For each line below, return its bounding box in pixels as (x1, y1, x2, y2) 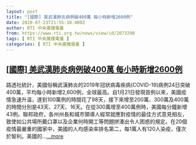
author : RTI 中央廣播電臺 (6, 25, 65, 31)
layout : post (6, 8, 38, 15)
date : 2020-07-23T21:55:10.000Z (6, 19, 85, 25)
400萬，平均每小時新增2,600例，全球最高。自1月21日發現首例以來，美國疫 (6, 89, 187, 96)
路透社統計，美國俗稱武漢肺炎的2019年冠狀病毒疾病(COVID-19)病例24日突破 (6, 81, 191, 88)
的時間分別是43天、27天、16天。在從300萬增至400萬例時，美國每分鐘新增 (6, 103, 188, 110)
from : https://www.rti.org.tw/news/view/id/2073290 (6, 31, 135, 36)
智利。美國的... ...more (11, 133, 64, 140)
